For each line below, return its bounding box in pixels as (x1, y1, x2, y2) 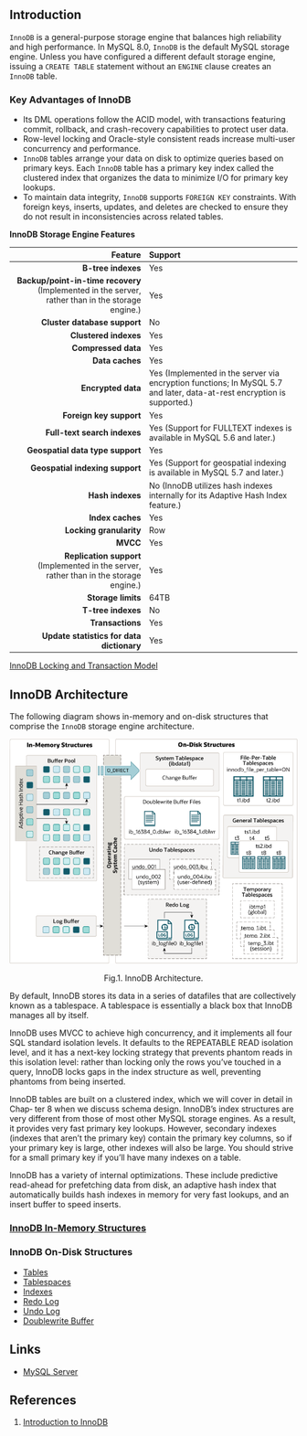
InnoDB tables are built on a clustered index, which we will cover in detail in (9, 1093, 293, 1104)
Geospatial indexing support (30, 462, 142, 473)
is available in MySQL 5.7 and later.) (149, 467, 285, 478)
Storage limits (86, 591, 142, 602)
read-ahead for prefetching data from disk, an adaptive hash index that (9, 1179, 277, 1190)
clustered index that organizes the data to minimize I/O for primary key (22, 173, 289, 184)
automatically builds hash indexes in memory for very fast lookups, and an (9, 1188, 290, 1200)
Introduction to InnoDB (22, 1417, 108, 1428)
